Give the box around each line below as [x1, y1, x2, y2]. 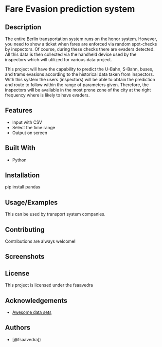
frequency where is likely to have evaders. [5, 92, 90, 98]
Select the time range [12, 124, 55, 130]
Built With [5, 144, 36, 152]
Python [12, 157, 27, 162]
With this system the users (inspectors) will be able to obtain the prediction [5, 77, 156, 82]
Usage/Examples [5, 198, 58, 207]
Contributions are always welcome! [5, 238, 76, 244]
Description [5, 23, 41, 31]
